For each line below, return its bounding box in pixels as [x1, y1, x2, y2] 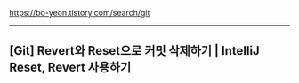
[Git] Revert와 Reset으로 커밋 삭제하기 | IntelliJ [9, 43, 260, 58]
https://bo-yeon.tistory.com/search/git [9, 8, 150, 18]
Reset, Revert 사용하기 [9, 60, 132, 75]
